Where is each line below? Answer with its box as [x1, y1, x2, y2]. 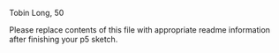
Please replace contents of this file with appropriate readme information [9, 25, 271, 34]
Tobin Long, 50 [9, 8, 64, 18]
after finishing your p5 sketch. [9, 34, 118, 44]
